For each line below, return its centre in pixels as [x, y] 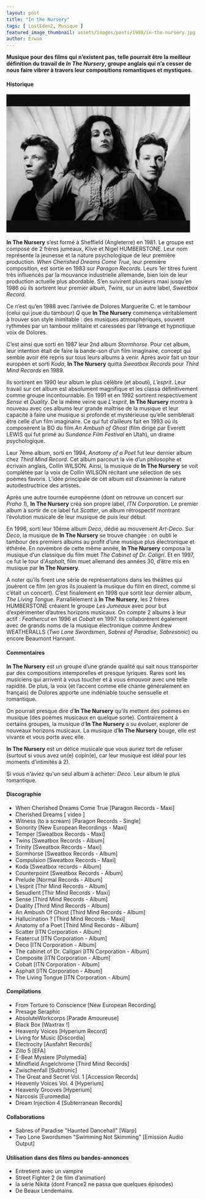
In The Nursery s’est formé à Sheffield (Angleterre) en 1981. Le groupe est [100, 242]
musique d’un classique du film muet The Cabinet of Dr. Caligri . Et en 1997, [100, 555]
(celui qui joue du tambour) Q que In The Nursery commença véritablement [102, 313]
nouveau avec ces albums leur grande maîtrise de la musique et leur [92, 409]
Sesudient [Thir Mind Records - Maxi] [62, 892]
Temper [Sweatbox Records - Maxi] [60, 834]
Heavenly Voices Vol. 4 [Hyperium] [59, 1083]
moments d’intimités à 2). [38, 761]
